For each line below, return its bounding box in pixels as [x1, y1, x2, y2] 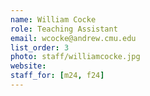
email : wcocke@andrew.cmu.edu [10, 33, 137, 43]
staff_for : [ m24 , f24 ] [10, 71, 105, 81]
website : [10, 61, 47, 71]
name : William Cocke [10, 14, 97, 25]
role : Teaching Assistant [10, 24, 118, 34]
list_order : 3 [10, 42, 70, 53]
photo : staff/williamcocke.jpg [10, 52, 141, 62]
